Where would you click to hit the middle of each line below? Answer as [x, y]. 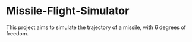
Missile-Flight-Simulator [68, 11]
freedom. [17, 33]
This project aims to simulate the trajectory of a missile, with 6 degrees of [96, 27]
